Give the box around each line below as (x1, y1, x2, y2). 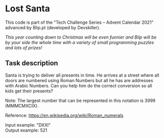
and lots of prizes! (5, 45, 42, 50)
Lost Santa (5, 3, 51, 14)
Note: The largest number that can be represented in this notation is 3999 (5, 97, 156, 103)
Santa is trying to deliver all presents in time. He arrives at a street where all (5, 72, 160, 78)
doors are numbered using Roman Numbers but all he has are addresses (5, 77, 154, 83)
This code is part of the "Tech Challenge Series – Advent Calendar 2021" (5, 19, 154, 25)
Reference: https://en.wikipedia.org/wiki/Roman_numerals (5, 112, 124, 118)
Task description (5, 59, 58, 67)
